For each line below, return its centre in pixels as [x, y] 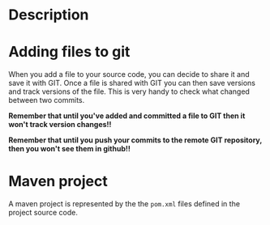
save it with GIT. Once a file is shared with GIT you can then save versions [132, 83]
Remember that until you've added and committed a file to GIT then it [127, 116]
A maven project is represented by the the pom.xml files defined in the [124, 204]
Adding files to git [69, 52]
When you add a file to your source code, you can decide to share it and [129, 74]
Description [49, 15]
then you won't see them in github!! [70, 149]
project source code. [43, 213]
